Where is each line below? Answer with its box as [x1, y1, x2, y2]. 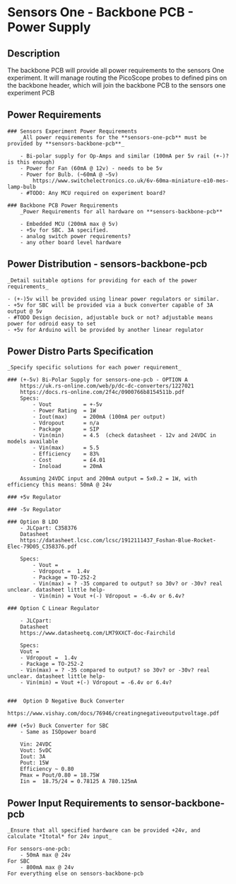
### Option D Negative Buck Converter [7, 698, 125, 705]
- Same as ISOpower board [20, 729, 97, 736]
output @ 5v [7, 308, 42, 315]
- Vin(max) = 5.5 [33, 444, 100, 452]
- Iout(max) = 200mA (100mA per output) [33, 414, 166, 421]
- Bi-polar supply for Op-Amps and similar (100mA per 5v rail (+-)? [20, 153, 230, 160]
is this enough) [7, 158, 55, 166]
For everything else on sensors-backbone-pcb [7, 870, 143, 878]
